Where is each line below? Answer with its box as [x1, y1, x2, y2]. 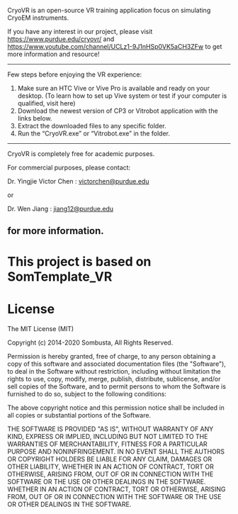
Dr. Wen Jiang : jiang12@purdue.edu [7, 205, 114, 213]
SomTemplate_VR [7, 269, 113, 284]
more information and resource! [7, 50, 100, 58]
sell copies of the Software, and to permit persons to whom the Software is [7, 382, 227, 391]
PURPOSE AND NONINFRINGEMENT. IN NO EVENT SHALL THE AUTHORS [7, 447, 225, 456]
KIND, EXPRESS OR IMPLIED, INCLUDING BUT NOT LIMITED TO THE [7, 432, 208, 440]
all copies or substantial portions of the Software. [7, 410, 151, 419]
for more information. [7, 225, 104, 237]
